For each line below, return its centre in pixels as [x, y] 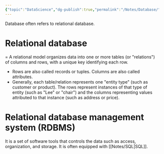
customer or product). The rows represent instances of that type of [80, 87]
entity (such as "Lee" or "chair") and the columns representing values [82, 92]
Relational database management [74, 117]
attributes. [22, 77]
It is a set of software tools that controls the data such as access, [71, 141]
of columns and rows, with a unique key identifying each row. [67, 62]
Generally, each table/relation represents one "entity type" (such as [80, 82]
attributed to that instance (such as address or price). [66, 97]
